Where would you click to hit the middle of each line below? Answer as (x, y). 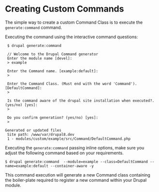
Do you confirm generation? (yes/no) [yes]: (52, 118)
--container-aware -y (72, 166)
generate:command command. (34, 27)
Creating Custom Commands (65, 9)
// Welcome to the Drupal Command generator (52, 54)
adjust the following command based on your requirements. (65, 153)
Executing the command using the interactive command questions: (72, 37)
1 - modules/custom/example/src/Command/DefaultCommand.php (69, 139)
